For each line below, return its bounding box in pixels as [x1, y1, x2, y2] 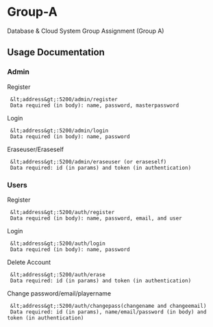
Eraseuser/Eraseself [7, 145, 64, 153]
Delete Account [7, 258, 51, 266]
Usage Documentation [7, 47, 105, 58]
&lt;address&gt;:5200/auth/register [10, 209, 115, 215]
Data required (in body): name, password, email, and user [10, 215, 183, 222]
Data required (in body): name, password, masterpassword [10, 102, 179, 109]
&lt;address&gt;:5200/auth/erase [10, 271, 106, 278]
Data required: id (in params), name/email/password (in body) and [10, 309, 207, 315]
